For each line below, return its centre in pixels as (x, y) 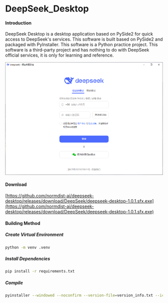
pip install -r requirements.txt (40, 271)
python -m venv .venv (28, 247)
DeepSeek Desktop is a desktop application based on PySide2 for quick (79, 34)
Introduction (18, 23)
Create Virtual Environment (34, 235)
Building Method (23, 223)
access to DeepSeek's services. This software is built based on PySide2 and (84, 39)
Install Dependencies (28, 259)
